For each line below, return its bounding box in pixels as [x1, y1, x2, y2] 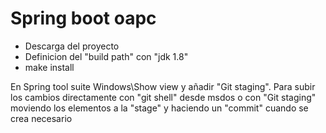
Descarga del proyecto [24, 40, 120, 52]
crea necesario [10, 112, 73, 124]
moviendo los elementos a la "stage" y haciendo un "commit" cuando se [10, 102, 309, 114]
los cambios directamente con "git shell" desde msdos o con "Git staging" [10, 91, 317, 103]
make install [24, 61, 75, 73]
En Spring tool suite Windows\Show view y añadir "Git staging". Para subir [10, 80, 316, 92]
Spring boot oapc [10, 7, 157, 30]
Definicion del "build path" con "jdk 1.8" [24, 50, 189, 62]
